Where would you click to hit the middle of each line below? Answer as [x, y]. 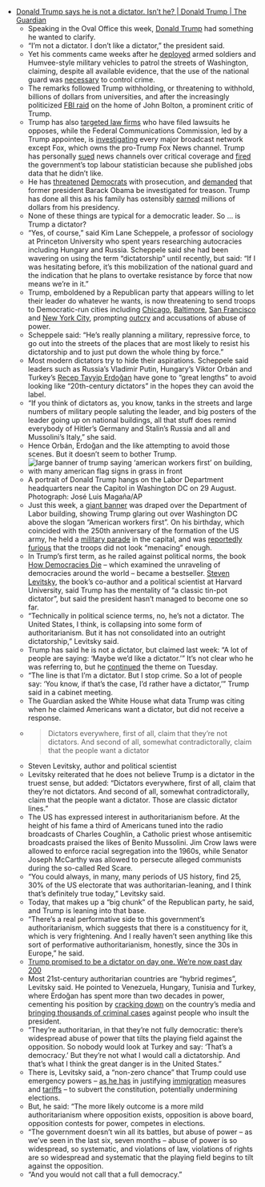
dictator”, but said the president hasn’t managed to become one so [138, 599]
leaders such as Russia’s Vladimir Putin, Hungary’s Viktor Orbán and [140, 369]
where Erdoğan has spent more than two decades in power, [126, 996]
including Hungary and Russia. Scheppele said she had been [128, 250]
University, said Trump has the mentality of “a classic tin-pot [128, 590]
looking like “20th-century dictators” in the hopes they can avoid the [141, 386]
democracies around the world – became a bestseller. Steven [128, 573]
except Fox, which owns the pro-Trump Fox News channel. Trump [137, 148]
